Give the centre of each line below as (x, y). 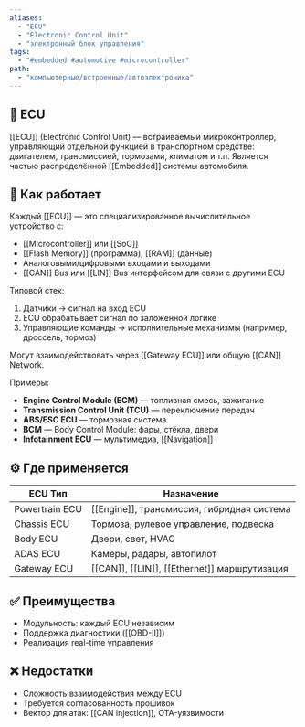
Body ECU (36, 539)
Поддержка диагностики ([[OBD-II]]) (94, 633)
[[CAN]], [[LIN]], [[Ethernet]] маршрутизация (190, 569)
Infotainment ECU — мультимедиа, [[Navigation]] (118, 439)
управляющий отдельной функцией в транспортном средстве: (132, 146)
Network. (27, 365)
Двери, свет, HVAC (133, 539)
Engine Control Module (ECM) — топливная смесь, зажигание (143, 401)
